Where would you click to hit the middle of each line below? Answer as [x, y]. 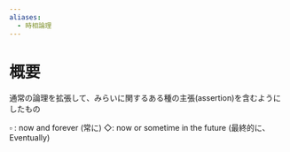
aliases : [25, 17]
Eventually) [30, 138]
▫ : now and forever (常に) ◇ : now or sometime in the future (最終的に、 [140, 128]
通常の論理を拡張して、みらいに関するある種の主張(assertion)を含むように [145, 98]
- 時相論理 [35, 26]
